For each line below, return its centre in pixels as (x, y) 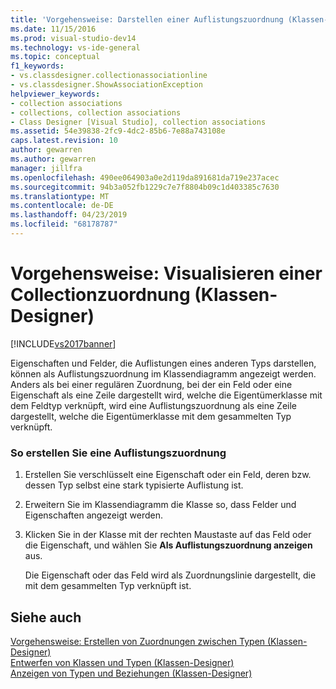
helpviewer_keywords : (55, 94)
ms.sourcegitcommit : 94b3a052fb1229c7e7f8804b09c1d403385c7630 (145, 187)
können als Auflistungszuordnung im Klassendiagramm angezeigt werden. (163, 373)
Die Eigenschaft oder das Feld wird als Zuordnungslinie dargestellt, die (170, 575)
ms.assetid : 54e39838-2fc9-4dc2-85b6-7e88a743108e (118, 131)
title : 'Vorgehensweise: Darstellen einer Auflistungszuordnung (147, 19)
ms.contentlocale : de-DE (62, 206)
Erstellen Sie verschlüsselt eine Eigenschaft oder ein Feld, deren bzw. (168, 475)
